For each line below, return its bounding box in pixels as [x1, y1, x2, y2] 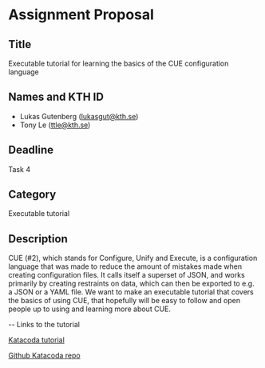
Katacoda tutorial [8, 335, 65, 345]
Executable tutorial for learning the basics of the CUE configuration [8, 58, 229, 68]
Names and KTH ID [8, 90, 104, 104]
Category [8, 188, 57, 202]
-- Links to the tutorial [8, 320, 80, 330]
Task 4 [8, 164, 30, 174]
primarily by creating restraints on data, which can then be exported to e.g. [8, 278, 255, 289]
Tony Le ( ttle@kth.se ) [19, 120, 91, 130]
